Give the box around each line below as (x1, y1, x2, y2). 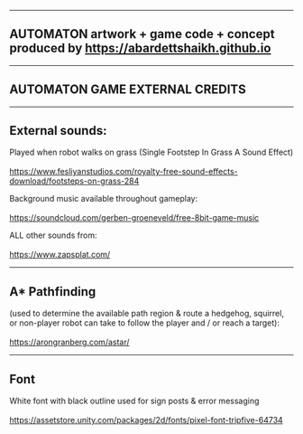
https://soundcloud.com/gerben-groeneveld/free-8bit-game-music (9, 212, 260, 223)
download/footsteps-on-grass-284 (9, 175, 140, 186)
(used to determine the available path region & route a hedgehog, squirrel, (9, 308, 284, 319)
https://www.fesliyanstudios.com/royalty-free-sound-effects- (9, 166, 239, 177)
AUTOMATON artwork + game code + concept (9, 26, 275, 42)
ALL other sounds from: (9, 230, 97, 241)
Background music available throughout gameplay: (9, 193, 198, 204)
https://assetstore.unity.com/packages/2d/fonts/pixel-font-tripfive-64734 (9, 415, 284, 426)
